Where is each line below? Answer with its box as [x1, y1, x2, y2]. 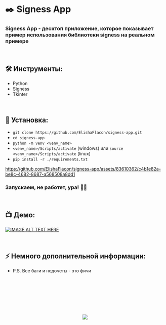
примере [5, 38, 29, 45]
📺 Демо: [5, 211, 35, 219]
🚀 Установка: [5, 115, 49, 124]
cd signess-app [12, 136, 45, 141]
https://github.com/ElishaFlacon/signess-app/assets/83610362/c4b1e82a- [5, 166, 161, 172]
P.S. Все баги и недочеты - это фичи [12, 268, 91, 274]
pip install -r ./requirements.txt [12, 157, 88, 162]
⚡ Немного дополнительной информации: [5, 252, 146, 260]
